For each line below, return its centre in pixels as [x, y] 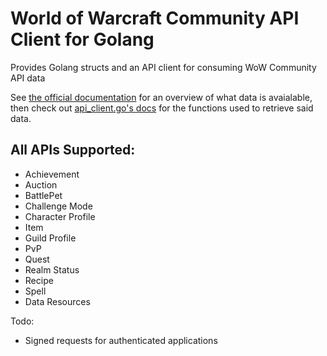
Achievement [52, 174]
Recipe [39, 280]
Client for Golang [82, 39]
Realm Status [52, 269]
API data [28, 78]
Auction [41, 184]
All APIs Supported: [73, 150]
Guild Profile [50, 238]
